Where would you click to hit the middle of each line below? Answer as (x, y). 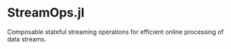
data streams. (27, 39)
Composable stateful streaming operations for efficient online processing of (115, 32)
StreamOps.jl (46, 13)
